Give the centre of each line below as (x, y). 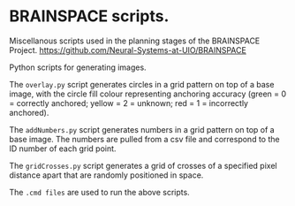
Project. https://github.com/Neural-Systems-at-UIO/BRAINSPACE (128, 50)
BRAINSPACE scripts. (89, 16)
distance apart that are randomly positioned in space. (106, 175)
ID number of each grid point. (63, 149)
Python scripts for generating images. (78, 67)
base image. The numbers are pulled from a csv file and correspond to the (144, 139)
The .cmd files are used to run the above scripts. (99, 192)
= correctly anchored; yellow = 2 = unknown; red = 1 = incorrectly (129, 103)
